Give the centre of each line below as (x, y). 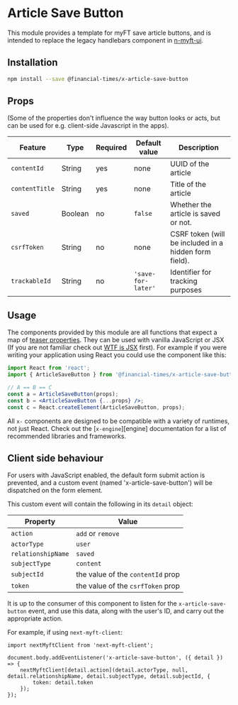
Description (199, 148)
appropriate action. (35, 618)
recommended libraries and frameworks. (67, 436)
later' (144, 288)
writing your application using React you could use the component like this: (117, 355)
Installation (33, 63)
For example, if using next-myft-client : (65, 633)
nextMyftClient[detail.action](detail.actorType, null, (104, 670)
